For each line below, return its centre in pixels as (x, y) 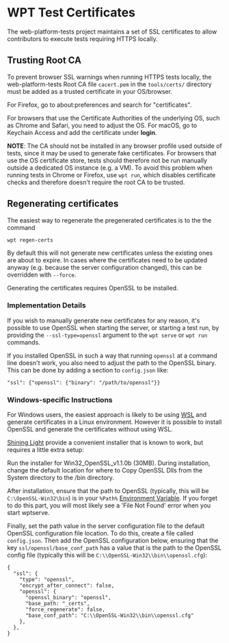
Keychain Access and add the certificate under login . (82, 132)
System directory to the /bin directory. (61, 478)
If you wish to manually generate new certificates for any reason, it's (104, 320)
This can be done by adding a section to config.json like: (88, 370)
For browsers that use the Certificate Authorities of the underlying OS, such (113, 118)
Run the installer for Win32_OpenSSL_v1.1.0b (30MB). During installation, (109, 463)
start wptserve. (28, 513)
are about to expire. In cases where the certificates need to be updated (107, 260)
